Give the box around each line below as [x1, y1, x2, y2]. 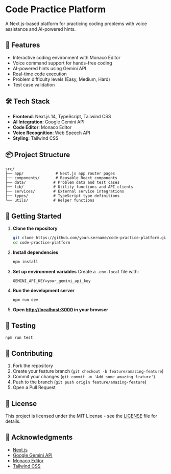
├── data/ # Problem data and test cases [5, 180, 120, 185]
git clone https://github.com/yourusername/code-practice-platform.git [12, 235, 168, 241]
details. [5, 418, 21, 424]
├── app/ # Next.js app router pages [5, 171, 115, 176]
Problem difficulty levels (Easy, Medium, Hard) [12, 76, 111, 82]
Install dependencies [12, 249, 59, 255]
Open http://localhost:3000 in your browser [12, 306, 108, 313]
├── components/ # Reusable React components [5, 176, 117, 181]
